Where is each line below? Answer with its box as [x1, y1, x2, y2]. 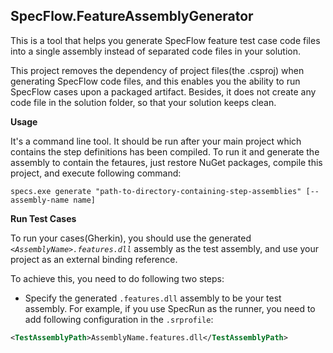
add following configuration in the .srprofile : [24, 313, 214, 325]
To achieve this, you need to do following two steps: [10, 272, 225, 284]
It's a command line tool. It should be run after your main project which [10, 135, 302, 147]
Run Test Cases [10, 212, 77, 224]
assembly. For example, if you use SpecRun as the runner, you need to [24, 302, 316, 314]
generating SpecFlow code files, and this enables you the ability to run [10, 75, 301, 87]
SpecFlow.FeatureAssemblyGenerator [10, 8, 254, 25]
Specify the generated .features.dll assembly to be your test [24, 292, 282, 304]
